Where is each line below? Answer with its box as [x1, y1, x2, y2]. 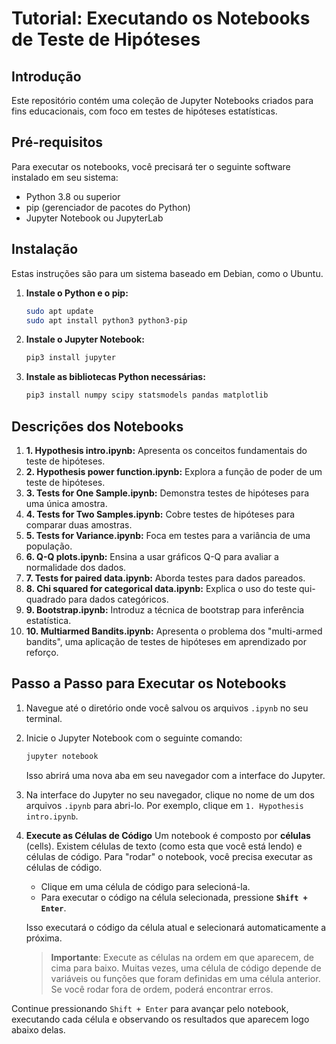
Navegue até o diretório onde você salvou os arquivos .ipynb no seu [25, 702, 309, 714]
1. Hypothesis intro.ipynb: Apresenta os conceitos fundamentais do [25, 444, 308, 456]
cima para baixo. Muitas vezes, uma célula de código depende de [50, 962, 322, 974]
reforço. [25, 646, 59, 658]
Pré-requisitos [11, 134, 104, 151]
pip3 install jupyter [25, 353, 116, 363]
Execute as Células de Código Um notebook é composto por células [25, 829, 311, 841]
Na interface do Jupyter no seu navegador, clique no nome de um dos [25, 788, 315, 801]
